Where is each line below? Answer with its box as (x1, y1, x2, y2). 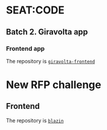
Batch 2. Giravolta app (6, 27, 88, 37)
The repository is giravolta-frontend (6, 57, 95, 64)
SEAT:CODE (6, 4, 65, 17)
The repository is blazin (6, 117, 64, 124)
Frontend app (6, 45, 45, 53)
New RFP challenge (6, 78, 102, 91)
